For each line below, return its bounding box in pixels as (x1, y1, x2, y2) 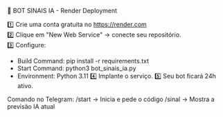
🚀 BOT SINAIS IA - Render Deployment (7, 7, 118, 14)
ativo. (17, 82, 33, 89)
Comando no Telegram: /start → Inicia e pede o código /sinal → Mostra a (7, 95, 215, 103)
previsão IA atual (7, 103, 55, 110)
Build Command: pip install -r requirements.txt (17, 57, 150, 65)
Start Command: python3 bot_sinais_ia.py (17, 64, 136, 72)
